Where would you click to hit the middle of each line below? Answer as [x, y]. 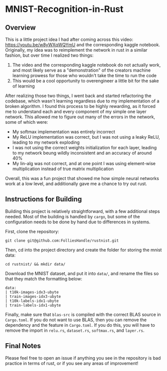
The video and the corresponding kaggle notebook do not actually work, [86, 65]
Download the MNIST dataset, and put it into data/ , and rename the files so [82, 273]
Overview [21, 28]
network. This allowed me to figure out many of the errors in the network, [80, 117]
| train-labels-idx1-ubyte [33, 305]
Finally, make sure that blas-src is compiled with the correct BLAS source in [83, 314]
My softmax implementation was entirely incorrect [64, 132]
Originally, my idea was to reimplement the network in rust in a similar [76, 50]
